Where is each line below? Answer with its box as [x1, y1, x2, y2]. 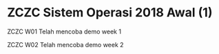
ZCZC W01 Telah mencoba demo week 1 [7, 27, 122, 36]
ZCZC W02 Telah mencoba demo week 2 [7, 40, 124, 49]
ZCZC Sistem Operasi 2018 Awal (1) [7, 5, 213, 21]
